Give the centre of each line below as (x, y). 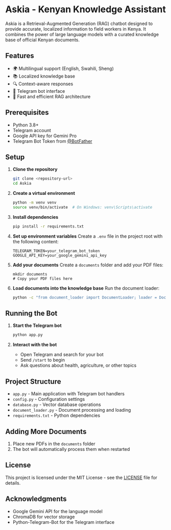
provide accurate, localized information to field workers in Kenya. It (76, 29)
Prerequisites (27, 112)
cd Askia (22, 184)
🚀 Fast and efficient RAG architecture (52, 96)
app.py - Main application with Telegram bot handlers (69, 394)
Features (20, 56)
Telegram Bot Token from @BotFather (53, 141)
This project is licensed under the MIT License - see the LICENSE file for (81, 477)
